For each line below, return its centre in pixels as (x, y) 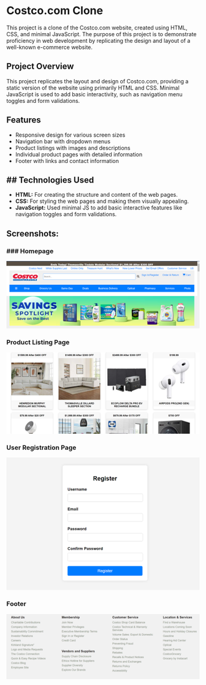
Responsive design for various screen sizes (70, 135)
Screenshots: (33, 233)
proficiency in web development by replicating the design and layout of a (98, 40)
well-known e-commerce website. (50, 47)
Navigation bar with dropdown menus (63, 141)
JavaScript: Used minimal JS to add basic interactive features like (99, 208)
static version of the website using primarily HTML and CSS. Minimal (93, 88)
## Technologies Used (50, 180)
